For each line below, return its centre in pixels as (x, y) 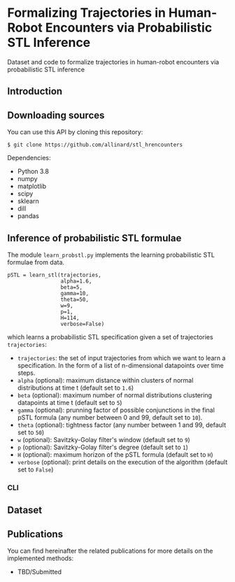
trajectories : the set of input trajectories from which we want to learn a (121, 357)
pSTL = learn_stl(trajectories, (54, 275)
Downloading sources (56, 115)
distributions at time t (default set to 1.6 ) (76, 388)
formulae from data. (36, 262)
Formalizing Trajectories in (87, 13)
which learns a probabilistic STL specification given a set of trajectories (110, 336)
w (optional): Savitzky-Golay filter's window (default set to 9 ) (104, 439)
